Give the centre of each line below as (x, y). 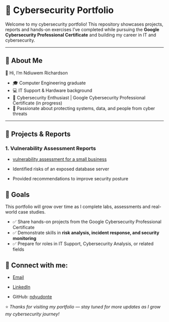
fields (18, 249)
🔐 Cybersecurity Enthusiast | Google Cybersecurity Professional (79, 97)
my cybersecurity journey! (32, 314)
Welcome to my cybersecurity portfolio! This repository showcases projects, (84, 24)
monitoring (24, 239)
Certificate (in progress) (37, 103)
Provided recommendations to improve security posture (70, 179)
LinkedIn (21, 287)
